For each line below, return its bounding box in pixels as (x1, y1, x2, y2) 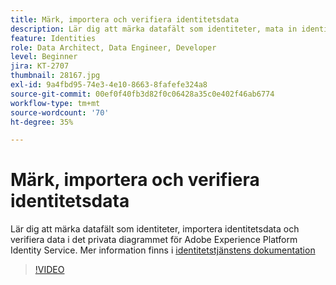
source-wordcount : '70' (10, 107, 110, 118)
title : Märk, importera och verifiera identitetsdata (10, 14, 240, 25)
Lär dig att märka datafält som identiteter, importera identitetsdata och (10, 223, 300, 235)
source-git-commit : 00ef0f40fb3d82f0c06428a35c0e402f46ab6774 (10, 89, 275, 99)
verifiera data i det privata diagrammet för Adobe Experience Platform (10, 234, 298, 246)
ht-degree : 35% (10, 117, 74, 127)
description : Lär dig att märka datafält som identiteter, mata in (10, 24, 298, 34)
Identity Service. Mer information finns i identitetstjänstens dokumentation (10, 244, 316, 256)
